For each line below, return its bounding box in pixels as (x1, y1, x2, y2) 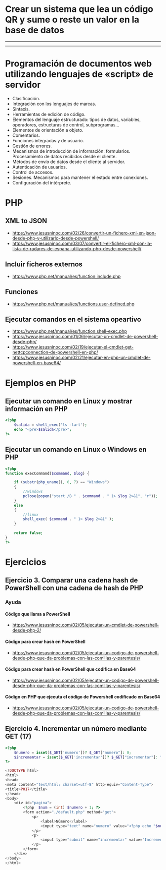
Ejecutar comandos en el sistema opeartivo (5, 315, 142, 323)
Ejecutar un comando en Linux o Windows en (5, 445, 147, 454)
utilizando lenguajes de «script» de (5, 68, 154, 80)
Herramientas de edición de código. (12, 111, 85, 117)
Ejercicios (5, 556, 46, 568)
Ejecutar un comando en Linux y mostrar (5, 397, 132, 405)
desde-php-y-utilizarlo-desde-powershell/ (12, 235, 99, 241)
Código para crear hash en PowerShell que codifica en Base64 (5, 666, 136, 672)
